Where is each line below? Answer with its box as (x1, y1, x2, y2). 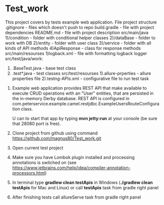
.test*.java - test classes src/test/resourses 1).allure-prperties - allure (12, 70, 151, 76)
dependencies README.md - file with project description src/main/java (5, 29, 148, 35)
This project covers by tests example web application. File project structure (5, 19, 157, 25)
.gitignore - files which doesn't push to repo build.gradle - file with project (5, 24, 154, 30)
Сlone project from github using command (12, 130, 98, 136)
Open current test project (12, 145, 64, 151)
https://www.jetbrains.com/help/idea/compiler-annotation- (12, 165, 131, 171)
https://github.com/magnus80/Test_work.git (12, 135, 101, 141)
